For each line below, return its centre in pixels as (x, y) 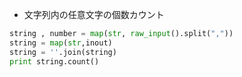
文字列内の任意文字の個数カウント (94, 14)
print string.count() (54, 61)
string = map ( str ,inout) (61, 43)
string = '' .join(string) (63, 52)
